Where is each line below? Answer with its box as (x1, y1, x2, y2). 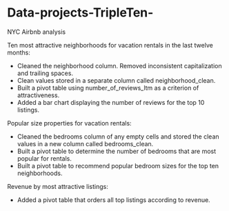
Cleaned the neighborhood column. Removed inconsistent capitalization (17, 61, 222, 70)
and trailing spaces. (17, 69, 74, 77)
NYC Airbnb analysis (7, 28, 66, 36)
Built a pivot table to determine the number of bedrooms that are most (17, 147, 217, 155)
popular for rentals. (17, 154, 72, 163)
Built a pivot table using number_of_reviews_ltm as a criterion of (17, 83, 199, 92)
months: (7, 48, 31, 57)
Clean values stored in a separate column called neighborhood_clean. (17, 76, 216, 84)
